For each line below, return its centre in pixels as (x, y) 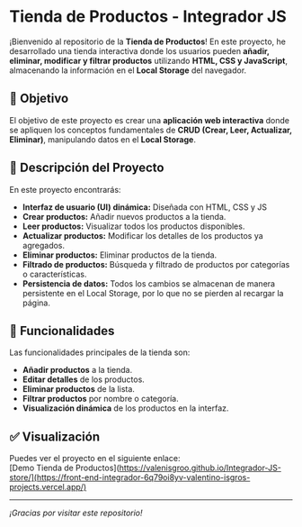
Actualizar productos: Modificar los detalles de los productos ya (142, 235)
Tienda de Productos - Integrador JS (148, 17)
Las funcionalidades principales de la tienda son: (100, 352)
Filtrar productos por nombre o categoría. (100, 399)
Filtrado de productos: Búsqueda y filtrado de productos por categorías (156, 264)
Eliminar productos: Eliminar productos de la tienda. (120, 255)
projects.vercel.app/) (48, 487)
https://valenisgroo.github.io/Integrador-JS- (200, 468)
